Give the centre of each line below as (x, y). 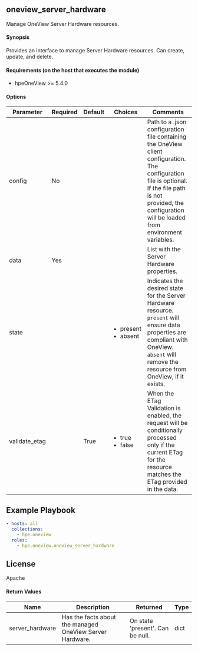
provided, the (166, 203)
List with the (164, 250)
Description (93, 607)
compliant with (167, 340)
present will (163, 318)
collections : (27, 529)
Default (94, 112)
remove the (163, 362)
